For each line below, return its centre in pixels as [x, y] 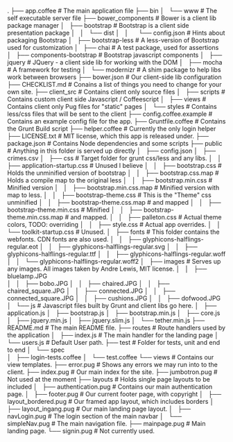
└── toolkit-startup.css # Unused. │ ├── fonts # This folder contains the [113, 232]
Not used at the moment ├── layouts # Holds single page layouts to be [109, 379]
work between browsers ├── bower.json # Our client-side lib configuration [114, 77]
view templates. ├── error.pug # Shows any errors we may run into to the [113, 365]
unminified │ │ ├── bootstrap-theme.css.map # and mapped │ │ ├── [114, 202]
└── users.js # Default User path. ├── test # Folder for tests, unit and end [114, 342]
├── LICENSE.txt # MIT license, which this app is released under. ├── [108, 136]
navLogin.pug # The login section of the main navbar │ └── [95, 416]
